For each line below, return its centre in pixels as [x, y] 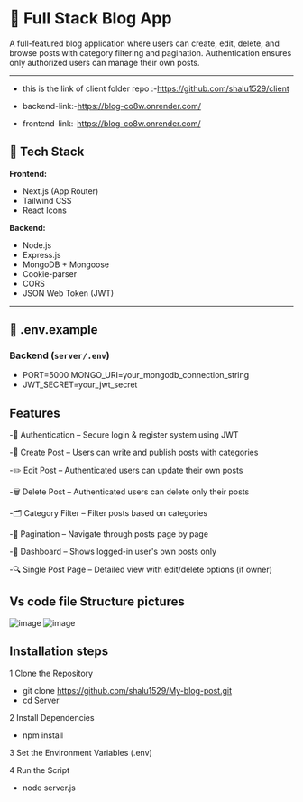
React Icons [45, 210]
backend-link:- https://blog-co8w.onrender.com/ [111, 106]
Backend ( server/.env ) [60, 355]
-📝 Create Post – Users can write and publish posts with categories [134, 452]
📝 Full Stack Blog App [91, 18]
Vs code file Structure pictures [97, 601]
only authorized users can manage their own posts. [105, 62]
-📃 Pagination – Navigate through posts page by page [109, 534]
